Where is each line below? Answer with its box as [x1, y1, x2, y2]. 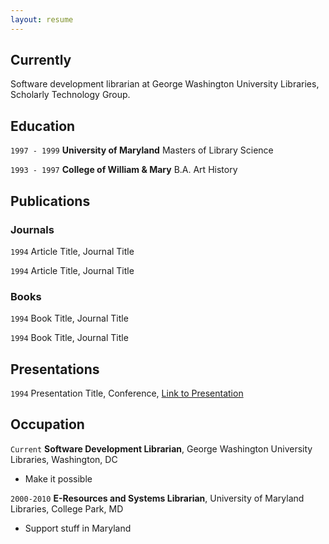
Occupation [10, 416, 85, 433]
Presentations [10, 361, 100, 378]
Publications [10, 192, 91, 210]
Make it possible [24, 472, 93, 485]
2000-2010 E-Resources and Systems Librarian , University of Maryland [10, 492, 305, 504]
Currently [10, 52, 72, 69]
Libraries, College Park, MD [10, 502, 124, 515]
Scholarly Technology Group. [10, 89, 131, 101]
